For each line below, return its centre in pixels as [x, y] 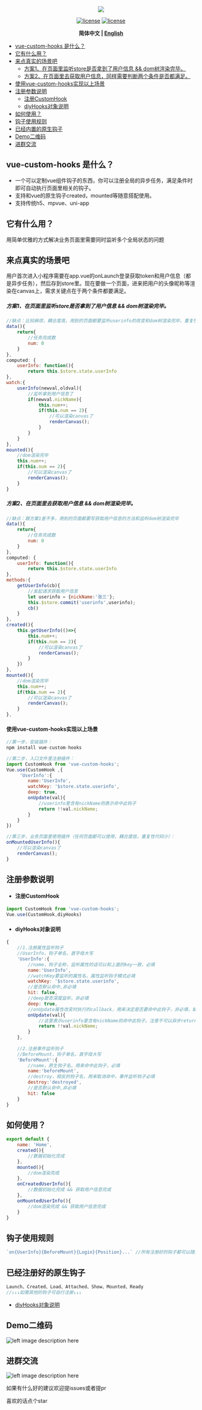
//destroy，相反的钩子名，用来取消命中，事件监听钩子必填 [91, 1077]
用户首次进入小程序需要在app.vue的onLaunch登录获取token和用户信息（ [96, 276]
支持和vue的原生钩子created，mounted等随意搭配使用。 [85, 195]
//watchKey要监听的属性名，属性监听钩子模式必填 [81, 976]
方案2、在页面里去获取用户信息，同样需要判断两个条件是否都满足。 [107, 76]
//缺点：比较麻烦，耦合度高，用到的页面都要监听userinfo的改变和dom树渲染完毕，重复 [100, 321]
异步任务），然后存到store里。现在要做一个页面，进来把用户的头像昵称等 [101, 283]
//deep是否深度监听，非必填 [58, 998]
